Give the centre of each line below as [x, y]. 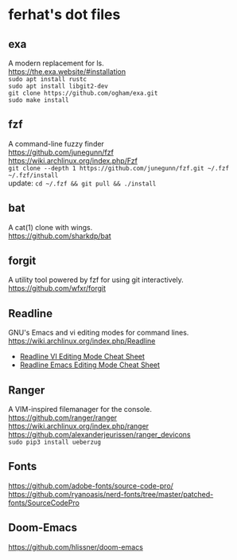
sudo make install [39, 100]
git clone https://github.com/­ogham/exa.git [83, 93]
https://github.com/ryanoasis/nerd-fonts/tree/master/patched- [111, 494]
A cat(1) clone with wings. [51, 227]
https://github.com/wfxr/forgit [57, 288]
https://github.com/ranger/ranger [63, 418]
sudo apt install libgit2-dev [58, 86]
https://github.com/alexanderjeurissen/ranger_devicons [99, 435]
